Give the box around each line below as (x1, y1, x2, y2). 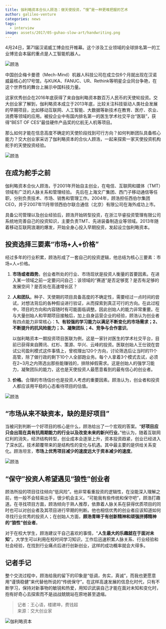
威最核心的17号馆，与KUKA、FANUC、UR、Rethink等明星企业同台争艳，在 (5, 78, 157, 84)
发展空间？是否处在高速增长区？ (12, 283, 78, 289)
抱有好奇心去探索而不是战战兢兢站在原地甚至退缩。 (5, 591, 109, 597)
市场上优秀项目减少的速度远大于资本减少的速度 (35, 448, 131, 454)
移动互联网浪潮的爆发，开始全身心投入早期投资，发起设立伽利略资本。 (9, 224, 152, 230)
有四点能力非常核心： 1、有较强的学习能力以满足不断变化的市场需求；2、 (12, 318, 160, 324)
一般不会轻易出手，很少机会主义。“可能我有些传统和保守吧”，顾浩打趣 (18, 495, 161, 501)
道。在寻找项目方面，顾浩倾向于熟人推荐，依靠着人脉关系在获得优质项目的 (5, 501, 157, 507)
